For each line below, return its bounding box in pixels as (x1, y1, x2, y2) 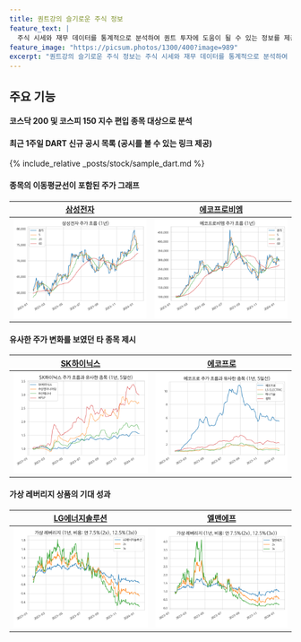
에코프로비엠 (199, 204, 244, 215)
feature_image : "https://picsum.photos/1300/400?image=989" (9, 43, 239, 52)
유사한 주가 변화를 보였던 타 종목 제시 (9, 334, 136, 344)
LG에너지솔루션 (53, 513, 107, 524)
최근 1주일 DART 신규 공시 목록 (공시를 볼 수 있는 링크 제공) (9, 137, 213, 148)
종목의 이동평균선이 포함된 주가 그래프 (9, 179, 141, 190)
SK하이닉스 (60, 358, 101, 369)
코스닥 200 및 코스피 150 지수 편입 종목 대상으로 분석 (9, 116, 193, 126)
